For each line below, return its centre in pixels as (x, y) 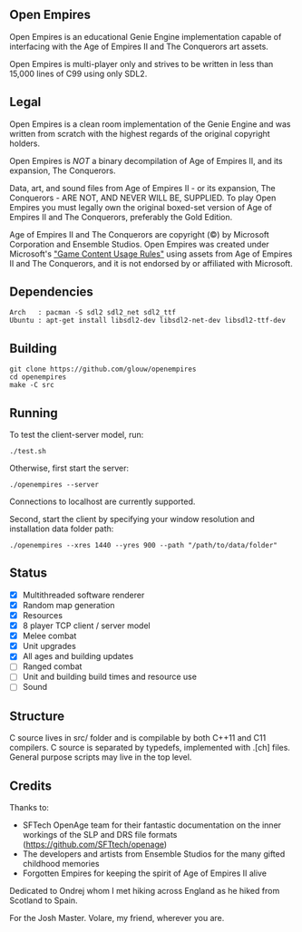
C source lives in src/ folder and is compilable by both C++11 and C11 (138, 738)
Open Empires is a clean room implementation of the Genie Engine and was (150, 124)
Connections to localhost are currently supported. (102, 501)
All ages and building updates (78, 656)
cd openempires (38, 377)
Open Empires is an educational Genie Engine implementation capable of (146, 36)
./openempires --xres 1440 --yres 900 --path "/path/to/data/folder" (144, 546)
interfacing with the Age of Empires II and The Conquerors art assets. (139, 46)
